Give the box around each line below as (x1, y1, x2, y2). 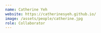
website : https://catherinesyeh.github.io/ (5, 12, 97, 16)
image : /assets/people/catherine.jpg (5, 16, 83, 21)
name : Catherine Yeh (5, 7, 48, 12)
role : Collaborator (5, 20, 46, 26)
